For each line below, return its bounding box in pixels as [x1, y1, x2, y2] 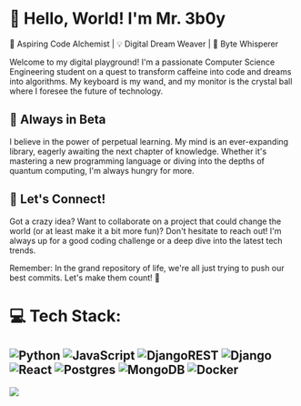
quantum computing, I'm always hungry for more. [9, 165, 196, 176]
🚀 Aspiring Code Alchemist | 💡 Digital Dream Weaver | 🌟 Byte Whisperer [9, 38, 279, 49]
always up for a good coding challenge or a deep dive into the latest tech [9, 235, 284, 246]
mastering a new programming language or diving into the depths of [9, 155, 266, 167]
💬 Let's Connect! [9, 191, 106, 208]
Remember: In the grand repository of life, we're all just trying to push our [9, 262, 285, 273]
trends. [9, 245, 36, 256]
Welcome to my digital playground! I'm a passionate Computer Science [9, 56, 276, 67]
